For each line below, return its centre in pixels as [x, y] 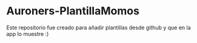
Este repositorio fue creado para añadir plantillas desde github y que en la [98, 27]
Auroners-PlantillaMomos [73, 11]
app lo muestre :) [28, 33]
